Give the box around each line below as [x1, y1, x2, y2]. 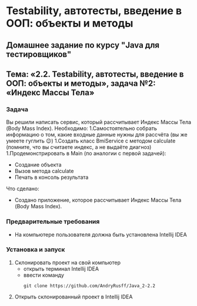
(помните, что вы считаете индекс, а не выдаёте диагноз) [6, 144, 152, 151]
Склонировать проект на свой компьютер [14, 259, 121, 266]
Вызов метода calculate [14, 168, 74, 175]
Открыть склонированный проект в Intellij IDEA [14, 293, 133, 300]
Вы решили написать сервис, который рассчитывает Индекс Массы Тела [6, 119, 192, 126]
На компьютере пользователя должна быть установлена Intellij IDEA [14, 231, 187, 238]
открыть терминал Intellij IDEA [23, 265, 99, 272]
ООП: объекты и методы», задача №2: [6, 78, 156, 88]
